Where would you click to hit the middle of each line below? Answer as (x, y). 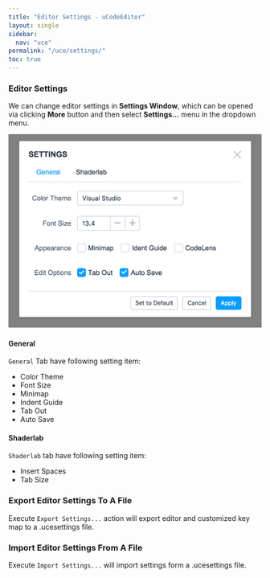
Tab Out (33, 411)
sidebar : (23, 34)
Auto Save (37, 420)
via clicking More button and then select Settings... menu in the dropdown (132, 115)
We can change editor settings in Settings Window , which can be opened (131, 106)
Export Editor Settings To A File (70, 501)
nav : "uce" (34, 43)
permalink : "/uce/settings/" (57, 51)
